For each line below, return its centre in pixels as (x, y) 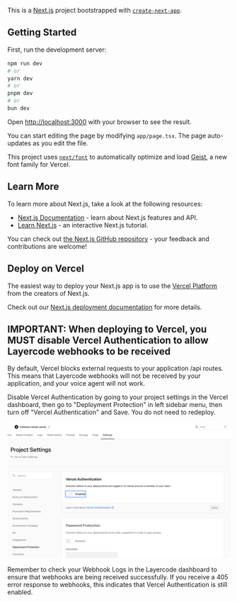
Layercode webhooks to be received (89, 351)
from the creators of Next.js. (48, 293)
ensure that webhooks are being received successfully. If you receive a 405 (118, 576)
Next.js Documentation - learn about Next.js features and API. (108, 217)
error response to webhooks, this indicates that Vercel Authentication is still (117, 584)
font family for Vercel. (39, 164)
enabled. (20, 592)
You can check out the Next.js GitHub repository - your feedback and (109, 239)
